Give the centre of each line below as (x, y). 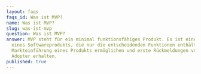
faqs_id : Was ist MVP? (34, 17)
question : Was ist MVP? (36, 34)
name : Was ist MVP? (31, 23)
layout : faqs (22, 12)
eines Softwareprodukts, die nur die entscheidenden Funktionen (93, 45)
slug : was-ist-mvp (29, 28)
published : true (26, 61)
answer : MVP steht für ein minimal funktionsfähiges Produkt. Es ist (95, 39)
